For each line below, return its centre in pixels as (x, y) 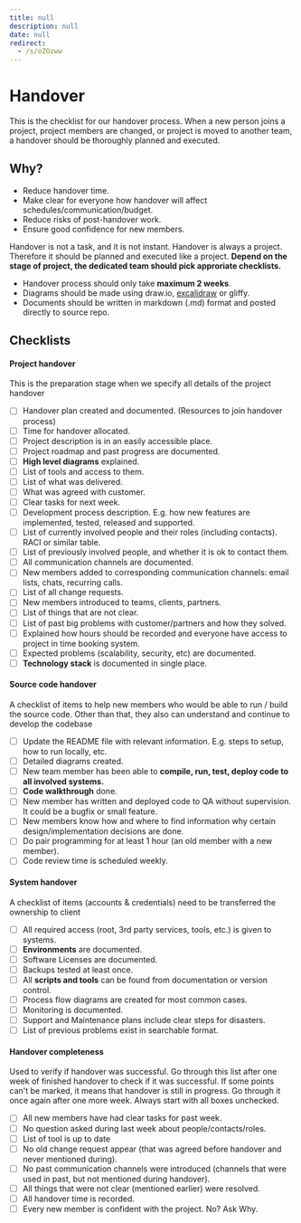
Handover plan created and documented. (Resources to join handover (152, 411)
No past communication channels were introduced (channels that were (155, 1169)
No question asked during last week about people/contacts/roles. (144, 1128)
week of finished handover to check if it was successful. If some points (142, 1081)
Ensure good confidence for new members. (103, 229)
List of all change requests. (73, 593)
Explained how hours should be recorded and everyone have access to (155, 633)
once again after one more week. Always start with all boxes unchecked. (144, 1101)
